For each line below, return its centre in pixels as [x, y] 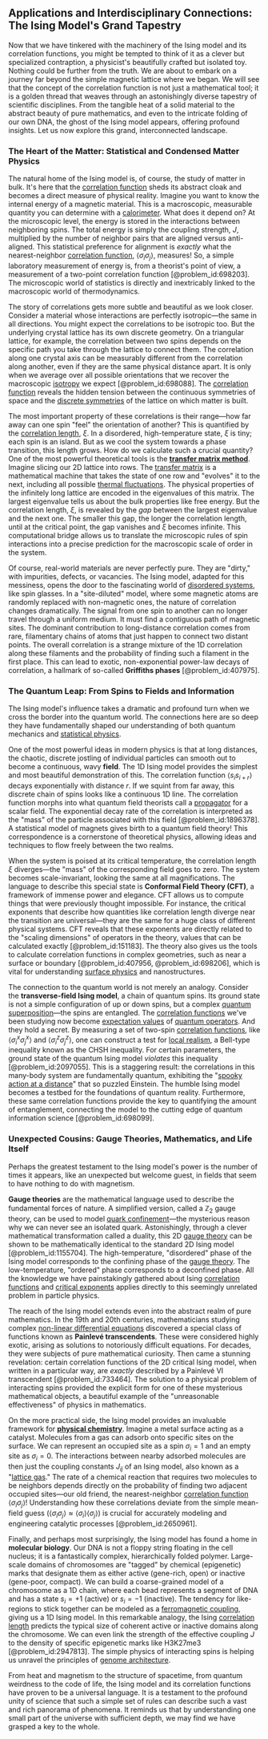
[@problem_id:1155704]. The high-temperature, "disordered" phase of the [130, 1253]
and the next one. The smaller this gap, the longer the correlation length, [128, 518]
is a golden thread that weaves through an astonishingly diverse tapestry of [133, 96]
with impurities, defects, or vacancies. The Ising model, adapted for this [126, 576]
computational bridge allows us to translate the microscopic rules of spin [128, 535]
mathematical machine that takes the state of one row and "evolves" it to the [134, 476]
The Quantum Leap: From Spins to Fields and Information [121, 691]
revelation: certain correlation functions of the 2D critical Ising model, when [133, 1362]
